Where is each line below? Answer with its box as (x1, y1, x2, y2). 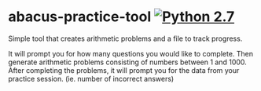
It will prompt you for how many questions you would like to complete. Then (8, 49, 254, 58)
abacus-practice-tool (8, 8, 152, 26)
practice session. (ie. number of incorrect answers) (8, 74, 175, 83)
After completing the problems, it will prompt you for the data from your (8, 65, 240, 75)
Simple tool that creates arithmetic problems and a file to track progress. (8, 34, 243, 43)
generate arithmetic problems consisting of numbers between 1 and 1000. (8, 57, 248, 67)
